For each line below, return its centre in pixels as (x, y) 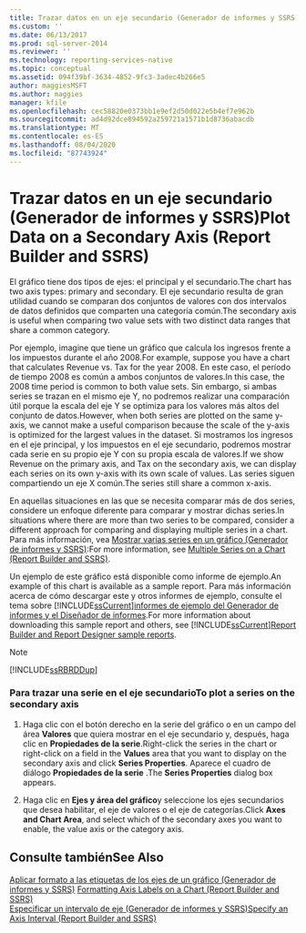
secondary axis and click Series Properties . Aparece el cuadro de (147, 763)
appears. (39, 782)
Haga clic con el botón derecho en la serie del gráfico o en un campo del (159, 724)
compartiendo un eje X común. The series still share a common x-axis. (140, 482)
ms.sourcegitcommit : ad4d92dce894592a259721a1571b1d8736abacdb (132, 119)
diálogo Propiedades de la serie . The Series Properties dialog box (148, 772)
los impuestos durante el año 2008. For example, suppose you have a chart (150, 357)
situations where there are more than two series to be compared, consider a (152, 520)
